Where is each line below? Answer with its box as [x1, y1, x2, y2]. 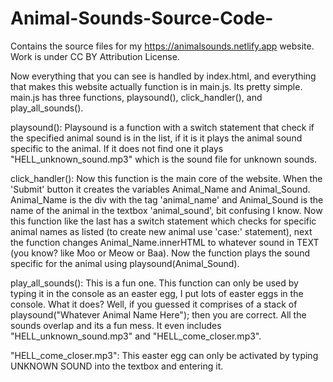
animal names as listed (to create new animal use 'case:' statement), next [10, 225, 313, 237]
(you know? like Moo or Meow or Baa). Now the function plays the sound [10, 247, 311, 259]
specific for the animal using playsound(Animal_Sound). [10, 257, 240, 269]
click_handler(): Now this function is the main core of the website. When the [10, 172, 323, 184]
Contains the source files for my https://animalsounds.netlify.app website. [10, 40, 315, 52]
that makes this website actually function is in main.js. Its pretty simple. [10, 80, 303, 92]
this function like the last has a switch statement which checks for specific [10, 215, 317, 227]
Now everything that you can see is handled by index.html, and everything [10, 70, 317, 82]
